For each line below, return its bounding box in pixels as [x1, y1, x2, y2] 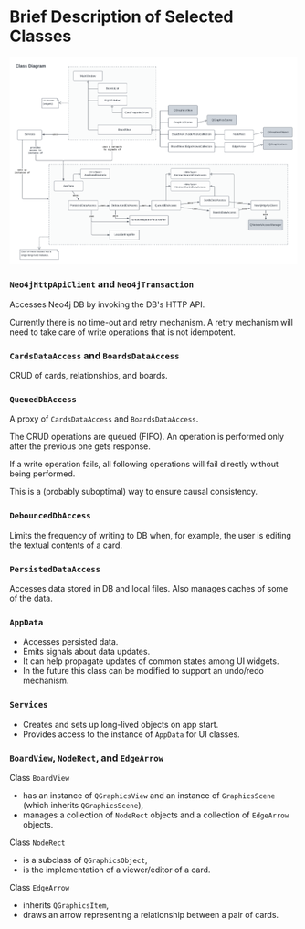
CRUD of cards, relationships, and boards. [9, 370, 168, 381]
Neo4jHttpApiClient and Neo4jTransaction [9, 278, 195, 291]
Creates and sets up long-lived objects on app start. [22, 719, 219, 730]
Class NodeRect [9, 837, 66, 848]
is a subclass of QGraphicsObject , [22, 854, 148, 865]
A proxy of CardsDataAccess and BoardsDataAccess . [9, 413, 199, 424]
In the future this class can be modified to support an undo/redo [22, 666, 265, 677]
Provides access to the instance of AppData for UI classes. [22, 729, 240, 740]
